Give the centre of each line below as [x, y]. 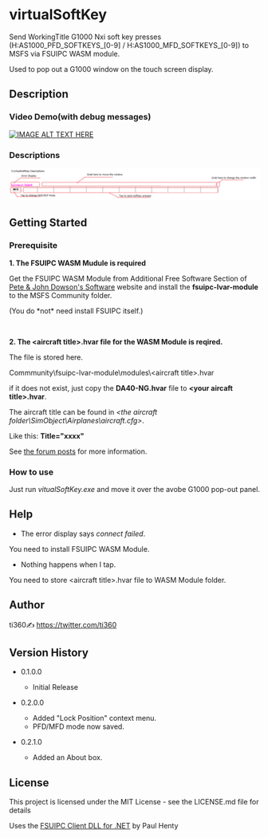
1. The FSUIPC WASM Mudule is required [78, 263]
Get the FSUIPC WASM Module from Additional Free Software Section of [128, 278]
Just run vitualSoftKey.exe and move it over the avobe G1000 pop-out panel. [134, 489]
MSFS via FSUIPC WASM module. [65, 53]
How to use [32, 472]
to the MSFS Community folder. [61, 295]
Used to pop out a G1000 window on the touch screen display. [111, 69]
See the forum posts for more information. [78, 451]
